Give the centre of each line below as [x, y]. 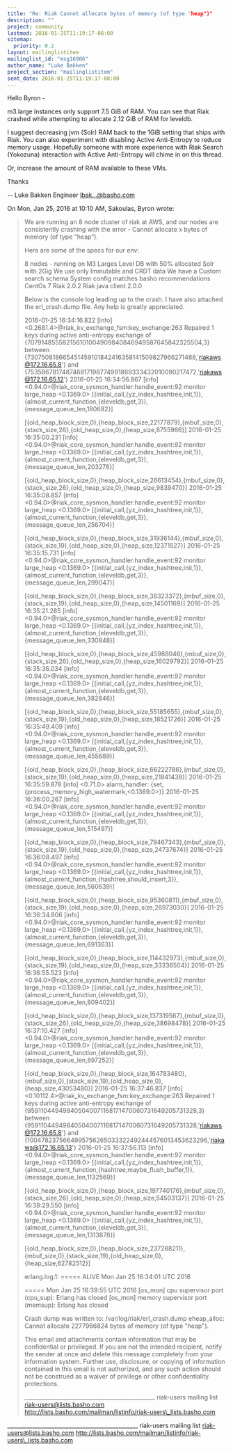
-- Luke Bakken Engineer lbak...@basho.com [71, 195]
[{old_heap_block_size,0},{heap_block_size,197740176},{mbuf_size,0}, [125, 1191]
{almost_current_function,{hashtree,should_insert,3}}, [101, 879]
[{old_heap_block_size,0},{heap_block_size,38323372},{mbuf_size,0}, [125, 596]
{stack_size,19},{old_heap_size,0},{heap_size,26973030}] [107, 907]
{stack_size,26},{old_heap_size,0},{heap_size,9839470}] [106, 488]
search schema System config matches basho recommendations [117, 278]
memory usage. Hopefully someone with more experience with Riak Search [115, 148]
